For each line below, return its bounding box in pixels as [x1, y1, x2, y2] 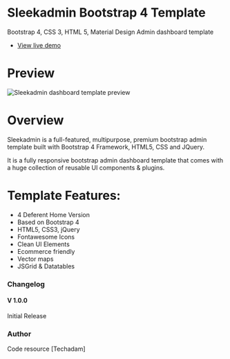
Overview [7, 113, 64, 129]
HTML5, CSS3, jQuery [17, 225, 81, 233]
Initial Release [7, 311, 47, 320]
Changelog [7, 279, 45, 288]
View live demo [17, 41, 61, 49]
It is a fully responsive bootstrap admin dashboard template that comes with [7, 156, 224, 164]
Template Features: [7, 188, 121, 203]
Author [7, 329, 32, 338]
